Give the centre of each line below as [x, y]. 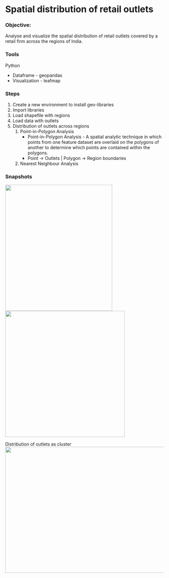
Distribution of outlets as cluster [38, 444]
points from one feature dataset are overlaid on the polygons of [93, 142]
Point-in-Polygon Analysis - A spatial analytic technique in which [95, 137]
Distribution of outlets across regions [51, 126]
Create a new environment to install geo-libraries [63, 105]
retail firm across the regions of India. [44, 41]
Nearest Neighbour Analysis [49, 164]
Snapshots [19, 177]
